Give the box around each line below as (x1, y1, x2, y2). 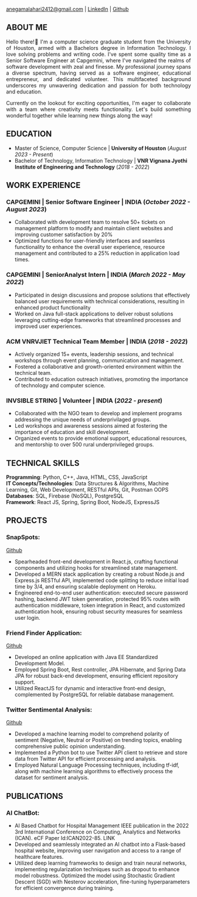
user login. (14, 614, 40, 621)
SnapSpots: (6, 533, 40, 542)
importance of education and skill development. (14, 429, 130, 436)
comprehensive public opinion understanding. (14, 743, 126, 750)
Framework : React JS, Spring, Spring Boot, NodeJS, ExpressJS (6, 499, 160, 506)
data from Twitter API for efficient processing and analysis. (14, 755, 157, 762)
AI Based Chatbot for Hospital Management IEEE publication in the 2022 (14, 822, 189, 829)
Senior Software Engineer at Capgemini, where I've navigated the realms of (6, 56, 191, 64)
